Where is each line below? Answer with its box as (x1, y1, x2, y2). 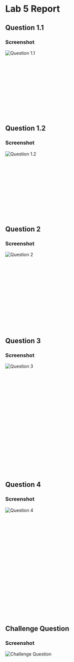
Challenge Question (5, 624, 69, 633)
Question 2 (5, 224, 41, 234)
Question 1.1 (5, 23, 44, 32)
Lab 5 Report (5, 3, 60, 15)
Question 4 (5, 480, 42, 489)
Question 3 (5, 336, 41, 345)
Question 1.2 (5, 124, 46, 133)
